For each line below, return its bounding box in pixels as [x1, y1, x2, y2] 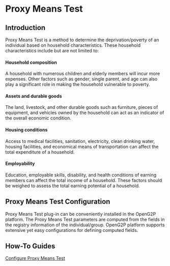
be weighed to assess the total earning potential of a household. [5, 183, 140, 189]
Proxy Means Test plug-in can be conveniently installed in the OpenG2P [5, 211, 156, 217]
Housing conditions [5, 127, 48, 133]
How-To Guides [5, 242, 55, 251]
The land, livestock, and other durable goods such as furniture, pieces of [5, 104, 158, 110]
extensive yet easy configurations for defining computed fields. [5, 227, 138, 233]
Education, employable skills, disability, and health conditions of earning [5, 171, 157, 178]
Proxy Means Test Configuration [5, 197, 110, 206]
